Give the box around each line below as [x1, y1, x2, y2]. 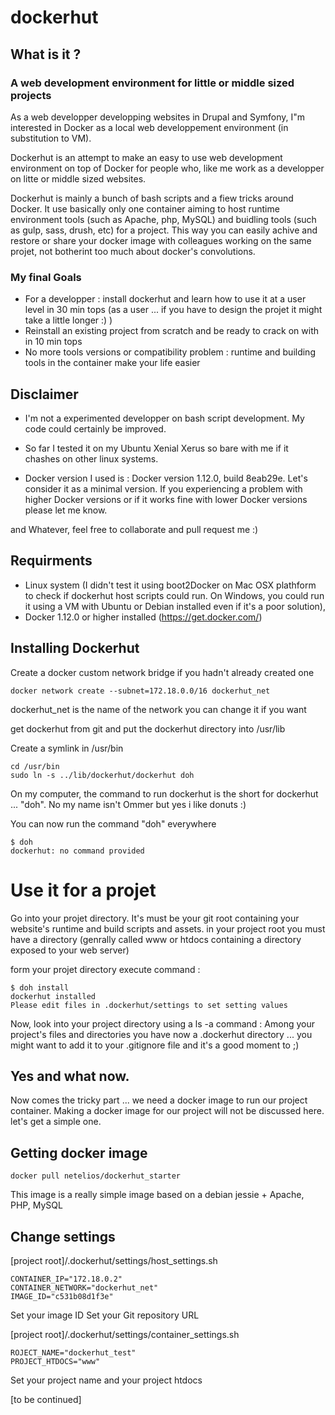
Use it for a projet [10, 879, 157, 901]
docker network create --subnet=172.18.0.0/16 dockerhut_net [10, 686, 271, 696]
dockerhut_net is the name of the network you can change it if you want [10, 703, 307, 715]
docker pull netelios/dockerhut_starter [10, 1171, 182, 1181]
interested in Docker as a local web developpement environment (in [10, 121, 289, 133]
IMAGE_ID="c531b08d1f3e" [10, 1291, 114, 1301]
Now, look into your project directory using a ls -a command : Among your [10, 1017, 315, 1030]
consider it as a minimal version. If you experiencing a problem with [24, 482, 303, 495]
